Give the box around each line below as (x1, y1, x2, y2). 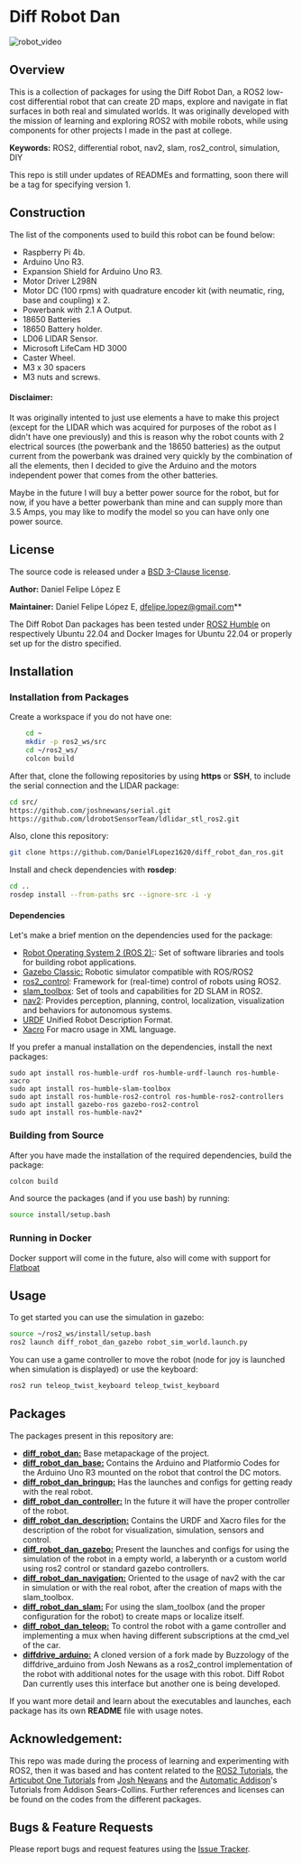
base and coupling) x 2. (22, 294, 111, 305)
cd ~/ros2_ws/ (25, 746, 78, 755)
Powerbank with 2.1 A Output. (22, 304, 133, 315)
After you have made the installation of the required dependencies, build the (9, 1150, 292, 1160)
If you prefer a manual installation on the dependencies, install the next (9, 1041, 273, 1053)
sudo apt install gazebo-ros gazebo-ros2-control (9, 1100, 200, 1110)
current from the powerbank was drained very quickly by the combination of (9, 450, 293, 461)
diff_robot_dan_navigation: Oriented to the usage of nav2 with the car (22, 1572, 286, 1583)
